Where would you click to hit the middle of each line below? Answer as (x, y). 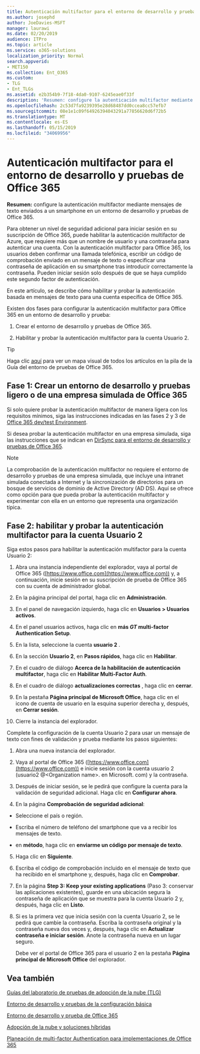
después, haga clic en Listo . (50, 905)
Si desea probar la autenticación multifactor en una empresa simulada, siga (99, 433)
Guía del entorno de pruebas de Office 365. (60, 367)
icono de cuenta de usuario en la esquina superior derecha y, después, (102, 704)
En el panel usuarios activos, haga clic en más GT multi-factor (92, 627)
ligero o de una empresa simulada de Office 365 (97, 395)
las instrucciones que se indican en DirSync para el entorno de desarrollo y (99, 440)
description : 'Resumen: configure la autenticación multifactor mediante (100, 100)
